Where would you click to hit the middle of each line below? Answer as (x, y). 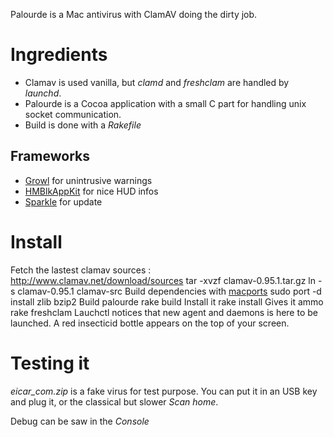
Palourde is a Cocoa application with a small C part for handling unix (165, 103)
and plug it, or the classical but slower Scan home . (114, 401)
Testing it (50, 363)
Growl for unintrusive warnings (88, 180)
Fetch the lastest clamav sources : (81, 270)
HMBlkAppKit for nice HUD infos (91, 191)
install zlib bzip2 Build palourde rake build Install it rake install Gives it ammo (167, 301)
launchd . (43, 93)
